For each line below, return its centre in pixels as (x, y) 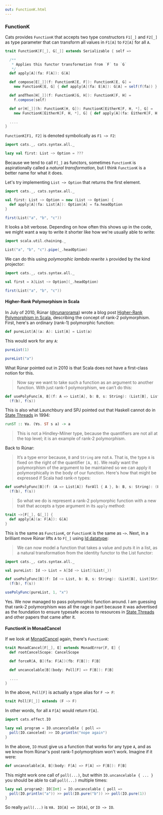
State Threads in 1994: (28, 415)
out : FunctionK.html (26, 9)
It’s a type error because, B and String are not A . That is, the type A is (86, 457)
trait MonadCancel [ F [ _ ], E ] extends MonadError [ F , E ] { (63, 648)
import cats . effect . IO (28, 719)
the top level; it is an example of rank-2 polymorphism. (71, 439)
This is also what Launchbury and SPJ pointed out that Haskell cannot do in (80, 410)
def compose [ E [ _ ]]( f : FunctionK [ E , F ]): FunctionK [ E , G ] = (70, 82)
